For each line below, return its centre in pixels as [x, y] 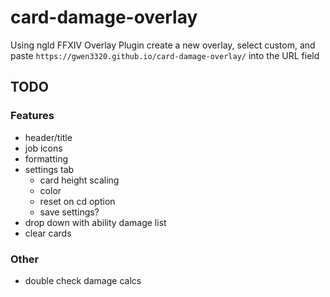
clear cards [48, 233]
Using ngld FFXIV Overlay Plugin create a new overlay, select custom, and [163, 45]
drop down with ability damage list [95, 222]
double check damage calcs [83, 280]
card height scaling [79, 180]
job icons [43, 148]
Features [32, 116]
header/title [48, 137]
